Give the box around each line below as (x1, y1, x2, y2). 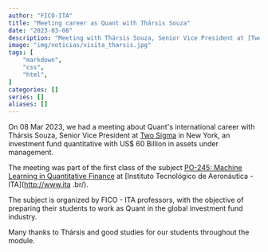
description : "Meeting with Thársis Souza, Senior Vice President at (8, 33, 245, 42)
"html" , (22, 71, 48, 79)
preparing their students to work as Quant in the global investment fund (8, 204, 243, 213)
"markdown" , (22, 56, 62, 64)
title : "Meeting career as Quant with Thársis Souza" (8, 19, 191, 27)
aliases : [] (8, 100, 48, 108)
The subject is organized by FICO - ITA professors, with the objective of (8, 196, 244, 205)
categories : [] (8, 85, 59, 94)
